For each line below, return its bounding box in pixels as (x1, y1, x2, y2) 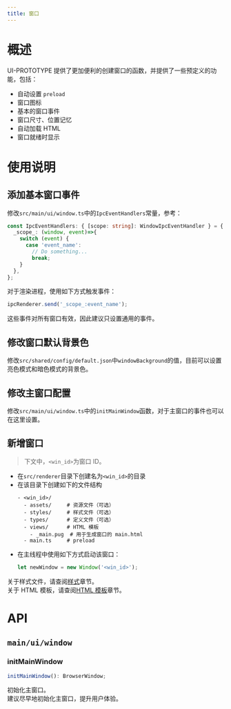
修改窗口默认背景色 (7, 337, 89, 348)
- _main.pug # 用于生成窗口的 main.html (30, 531, 143, 538)
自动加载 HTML (17, 124, 61, 132)
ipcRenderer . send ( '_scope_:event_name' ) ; (7, 301, 128, 308)
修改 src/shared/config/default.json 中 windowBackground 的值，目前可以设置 (7, 357, 222, 365)
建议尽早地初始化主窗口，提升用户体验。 (7, 694, 122, 703)
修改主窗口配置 (7, 387, 71, 399)
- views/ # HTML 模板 (23, 523, 99, 531)
